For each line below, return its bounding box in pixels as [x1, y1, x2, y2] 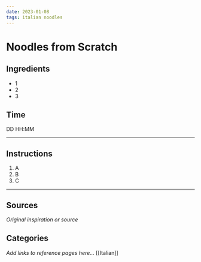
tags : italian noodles [6, 14, 63, 20]
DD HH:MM [6, 126, 35, 133]
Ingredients [6, 64, 50, 74]
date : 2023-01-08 [6, 8, 50, 15]
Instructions [6, 148, 53, 159]
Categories [6, 233, 49, 243]
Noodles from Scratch [6, 40, 118, 54]
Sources [6, 200, 38, 210]
